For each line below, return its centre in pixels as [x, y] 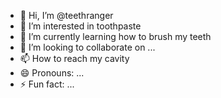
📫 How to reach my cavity [74, 58]
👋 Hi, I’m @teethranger [66, 15]
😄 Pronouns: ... [52, 73]
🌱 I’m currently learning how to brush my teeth [115, 36]
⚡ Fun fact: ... [47, 84]
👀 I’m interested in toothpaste [80, 26]
